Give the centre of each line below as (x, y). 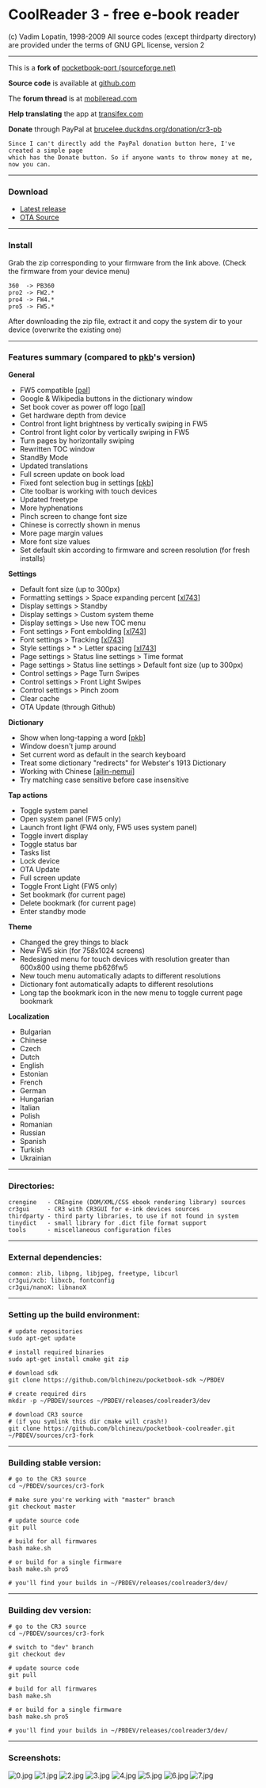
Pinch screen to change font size (73, 516)
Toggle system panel (54, 810)
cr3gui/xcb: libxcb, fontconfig (61, 1281)
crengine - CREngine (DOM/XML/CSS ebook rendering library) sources (127, 1203)
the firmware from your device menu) (69, 271)
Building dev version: (50, 1610)
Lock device (40, 860)
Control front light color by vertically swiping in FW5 (104, 432)
